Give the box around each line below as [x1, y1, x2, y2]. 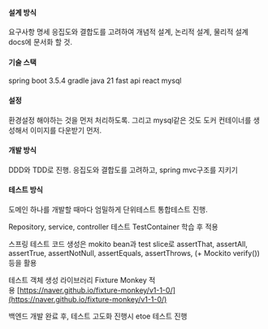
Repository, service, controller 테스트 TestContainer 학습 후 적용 [8, 222, 218, 232]
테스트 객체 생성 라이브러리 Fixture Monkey [8, 275, 148, 285]
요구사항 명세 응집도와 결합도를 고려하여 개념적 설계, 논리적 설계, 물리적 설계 [8, 27, 249, 37]
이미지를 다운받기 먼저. [29, 125, 102, 135]
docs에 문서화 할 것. [8, 37, 73, 47]
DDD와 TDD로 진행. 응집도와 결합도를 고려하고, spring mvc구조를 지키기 [8, 165, 238, 175]
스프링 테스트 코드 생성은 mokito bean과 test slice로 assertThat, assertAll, [8, 240, 248, 249]
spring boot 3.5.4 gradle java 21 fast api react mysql [8, 76, 182, 85]
